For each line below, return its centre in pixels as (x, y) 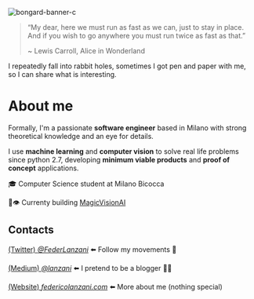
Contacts (31, 230)
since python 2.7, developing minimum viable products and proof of (119, 159)
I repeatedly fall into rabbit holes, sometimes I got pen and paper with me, (127, 66)
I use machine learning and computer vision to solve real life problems (123, 151)
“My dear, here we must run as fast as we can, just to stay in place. (136, 27)
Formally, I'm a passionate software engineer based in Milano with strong (127, 128)
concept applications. (44, 168)
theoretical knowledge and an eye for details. (81, 136)
